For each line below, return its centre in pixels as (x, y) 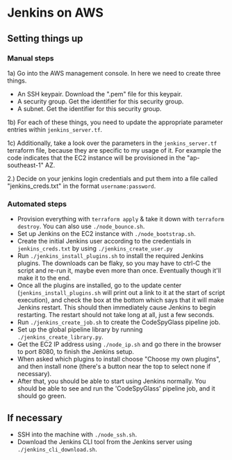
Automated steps (37, 204)
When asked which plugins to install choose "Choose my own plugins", (119, 359)
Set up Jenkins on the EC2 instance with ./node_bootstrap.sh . (106, 234)
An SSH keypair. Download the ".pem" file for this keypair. (100, 94)
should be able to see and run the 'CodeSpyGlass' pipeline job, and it (116, 389)
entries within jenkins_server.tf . (55, 129)
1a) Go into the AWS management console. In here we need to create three (114, 73)
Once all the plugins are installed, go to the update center (99, 285)
